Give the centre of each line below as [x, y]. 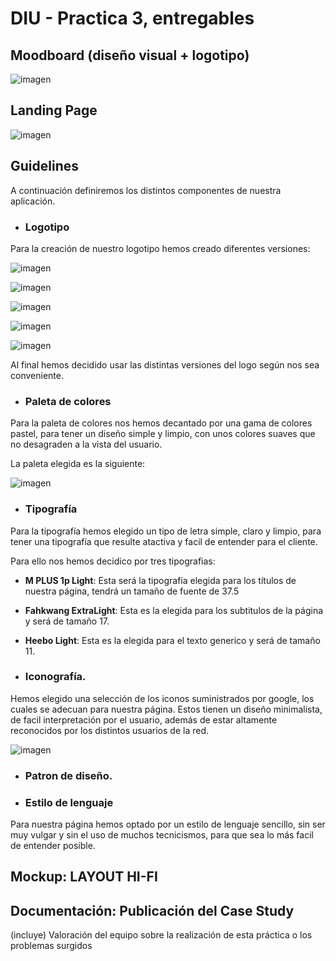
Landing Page [54, 110]
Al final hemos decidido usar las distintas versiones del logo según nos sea [165, 364]
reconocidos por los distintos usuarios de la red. [109, 730]
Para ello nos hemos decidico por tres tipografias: [113, 561]
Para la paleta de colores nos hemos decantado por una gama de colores [161, 423]
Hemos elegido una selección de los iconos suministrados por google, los [162, 698]
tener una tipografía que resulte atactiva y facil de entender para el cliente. [164, 541]
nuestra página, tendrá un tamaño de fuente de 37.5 [132, 591]
